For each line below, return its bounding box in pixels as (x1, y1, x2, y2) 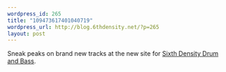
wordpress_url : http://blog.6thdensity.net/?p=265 (7, 23, 160, 30)
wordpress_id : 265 (7, 10, 61, 18)
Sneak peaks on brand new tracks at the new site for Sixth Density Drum (7, 49, 219, 58)
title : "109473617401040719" (7, 17, 93, 24)
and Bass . (7, 57, 37, 66)
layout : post (7, 30, 46, 37)
